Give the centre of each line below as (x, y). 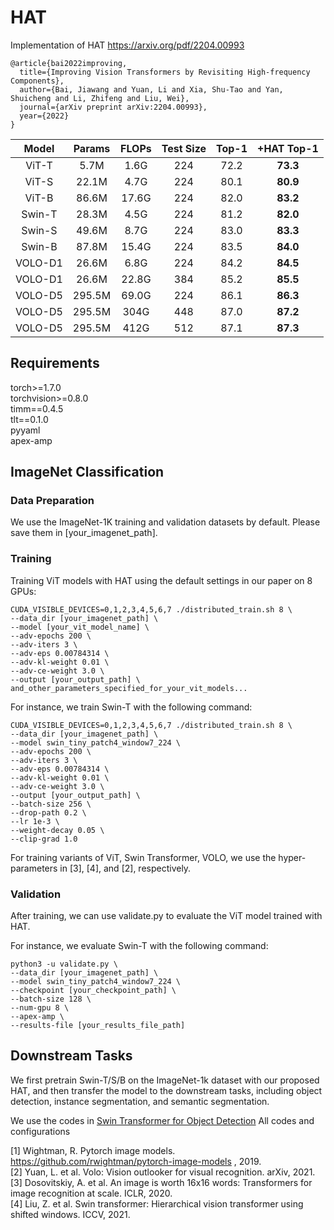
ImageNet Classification (87, 472)
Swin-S (39, 230)
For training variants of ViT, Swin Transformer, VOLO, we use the (143, 857)
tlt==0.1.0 (29, 419)
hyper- (292, 857)
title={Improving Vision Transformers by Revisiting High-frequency (165, 72)
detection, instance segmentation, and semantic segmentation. (140, 1101)
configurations (40, 1131)
